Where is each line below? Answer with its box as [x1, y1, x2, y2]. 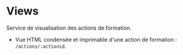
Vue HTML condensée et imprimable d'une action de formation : [15, 36, 177, 43]
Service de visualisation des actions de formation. [6, 24, 132, 31]
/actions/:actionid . [15, 42, 66, 50]
